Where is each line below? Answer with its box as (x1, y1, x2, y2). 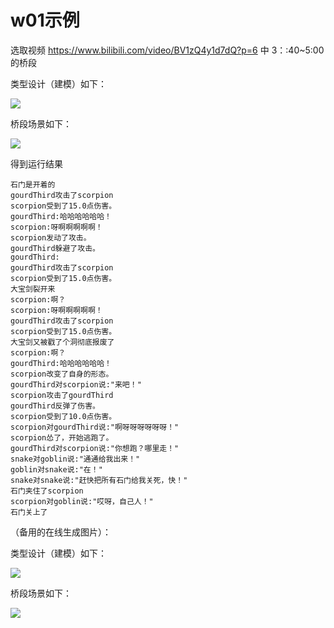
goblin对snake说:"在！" (10, 464, 103, 475)
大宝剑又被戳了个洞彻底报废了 (10, 337, 115, 347)
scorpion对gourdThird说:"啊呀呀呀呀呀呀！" (10, 422, 180, 432)
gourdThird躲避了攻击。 (10, 243, 100, 253)
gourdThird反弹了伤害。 (10, 401, 100, 411)
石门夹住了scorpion (10, 486, 84, 496)
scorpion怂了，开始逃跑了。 (10, 432, 114, 443)
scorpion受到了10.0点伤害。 (10, 411, 117, 421)
